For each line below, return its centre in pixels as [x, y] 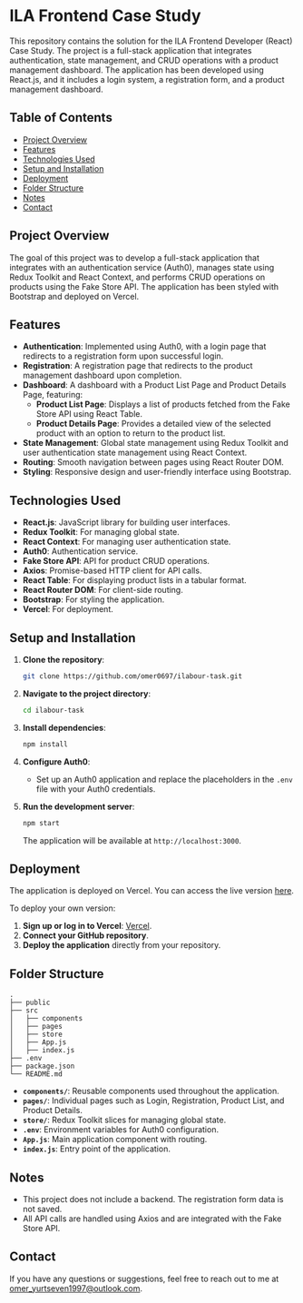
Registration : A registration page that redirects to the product [137, 366]
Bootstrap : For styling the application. [93, 599]
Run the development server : [78, 806]
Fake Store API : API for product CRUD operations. [116, 561]
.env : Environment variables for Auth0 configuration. [121, 1130]
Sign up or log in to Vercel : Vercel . [87, 926]
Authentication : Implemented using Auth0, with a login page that [144, 347]
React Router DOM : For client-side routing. [103, 590]
